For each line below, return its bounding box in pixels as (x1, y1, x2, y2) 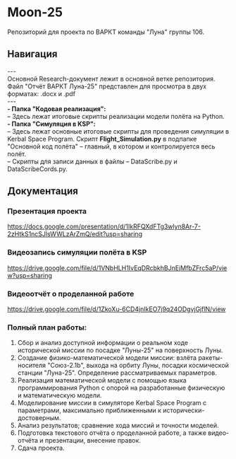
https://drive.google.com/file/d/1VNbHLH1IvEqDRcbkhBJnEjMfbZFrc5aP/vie (7, 263, 228, 272)
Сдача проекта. (17, 443, 65, 453)
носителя (17, 361, 46, 370)
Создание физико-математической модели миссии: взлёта (17, 354, 197, 362)
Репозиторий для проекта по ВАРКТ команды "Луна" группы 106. (7, 28, 205, 36)
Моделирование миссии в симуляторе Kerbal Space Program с (17, 399, 207, 407)
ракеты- (198, 354, 223, 362)
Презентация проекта (7, 207, 87, 216)
